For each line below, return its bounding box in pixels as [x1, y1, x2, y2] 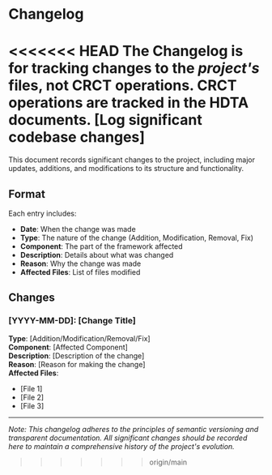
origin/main [149, 457, 188, 467]
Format [8, 187, 46, 201]
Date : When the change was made [19, 224, 136, 233]
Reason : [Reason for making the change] [8, 359, 146, 369]
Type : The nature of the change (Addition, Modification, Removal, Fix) [19, 233, 253, 242]
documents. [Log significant [8, 111, 202, 130]
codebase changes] [8, 128, 146, 147]
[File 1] [19, 383, 43, 393]
